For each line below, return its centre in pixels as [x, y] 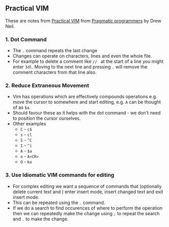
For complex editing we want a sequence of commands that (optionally [87, 186]
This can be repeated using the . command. [59, 202]
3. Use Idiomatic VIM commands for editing [60, 175]
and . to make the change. [40, 219]
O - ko [26, 162]
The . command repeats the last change [55, 51]
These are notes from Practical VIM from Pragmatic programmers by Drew [83, 20]
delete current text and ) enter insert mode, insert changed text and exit [88, 192]
